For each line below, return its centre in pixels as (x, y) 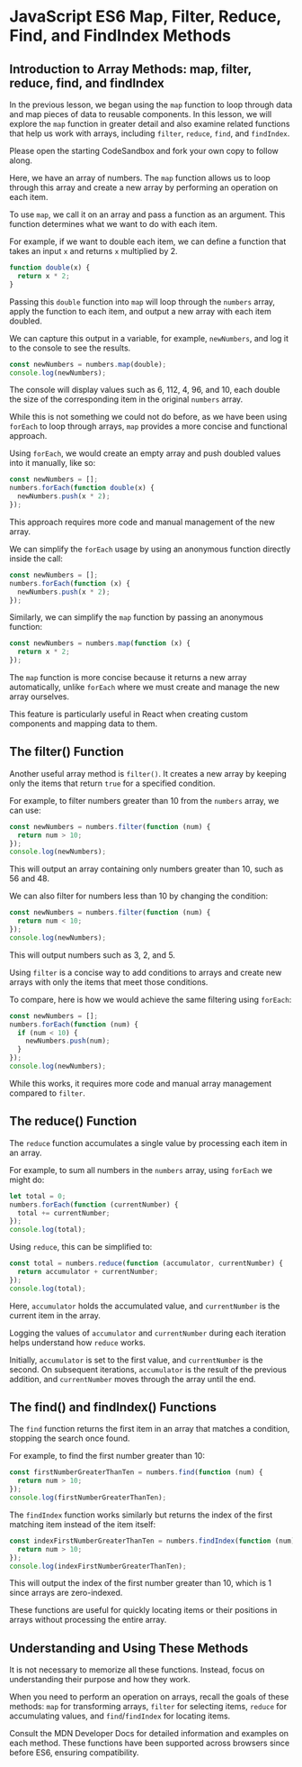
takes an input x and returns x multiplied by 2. (93, 251)
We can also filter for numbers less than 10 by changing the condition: (139, 896)
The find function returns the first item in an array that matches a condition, (150, 1429)
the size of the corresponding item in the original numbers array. (126, 399)
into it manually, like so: (53, 463)
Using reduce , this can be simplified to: (81, 1247)
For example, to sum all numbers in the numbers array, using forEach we (141, 1170)
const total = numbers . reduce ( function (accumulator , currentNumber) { (146, 1263)
